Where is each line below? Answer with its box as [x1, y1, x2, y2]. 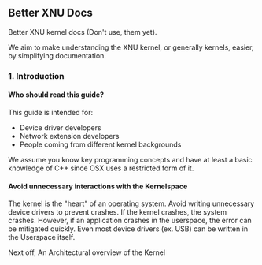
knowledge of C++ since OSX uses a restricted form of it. [8, 163, 194, 173]
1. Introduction [8, 70, 65, 81]
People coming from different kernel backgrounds [19, 140, 182, 149]
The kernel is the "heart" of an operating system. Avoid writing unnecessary [8, 199, 255, 208]
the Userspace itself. [8, 233, 76, 242]
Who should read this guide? [8, 90, 105, 99]
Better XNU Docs [8, 6, 93, 20]
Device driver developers [19, 122, 101, 132]
